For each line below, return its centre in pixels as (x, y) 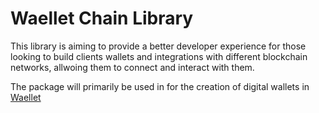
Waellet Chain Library (102, 18)
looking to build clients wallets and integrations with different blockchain (159, 56)
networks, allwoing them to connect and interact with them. (132, 67)
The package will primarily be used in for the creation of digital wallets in (160, 86)
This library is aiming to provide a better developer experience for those (158, 46)
